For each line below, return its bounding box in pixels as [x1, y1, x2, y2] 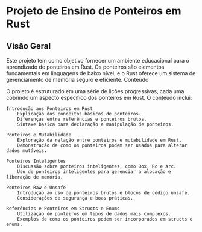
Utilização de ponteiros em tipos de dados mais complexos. [17, 211, 171, 217]
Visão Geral [6, 41, 51, 51]
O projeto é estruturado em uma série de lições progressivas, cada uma [6, 88, 185, 94]
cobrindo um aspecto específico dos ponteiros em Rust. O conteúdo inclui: [6, 94, 192, 101]
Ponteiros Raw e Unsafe [6, 185, 66, 191]
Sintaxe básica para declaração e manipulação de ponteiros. [17, 121, 174, 127]
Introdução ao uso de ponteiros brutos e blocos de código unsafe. [17, 190, 190, 196]
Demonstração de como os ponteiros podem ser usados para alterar [17, 142, 188, 148]
